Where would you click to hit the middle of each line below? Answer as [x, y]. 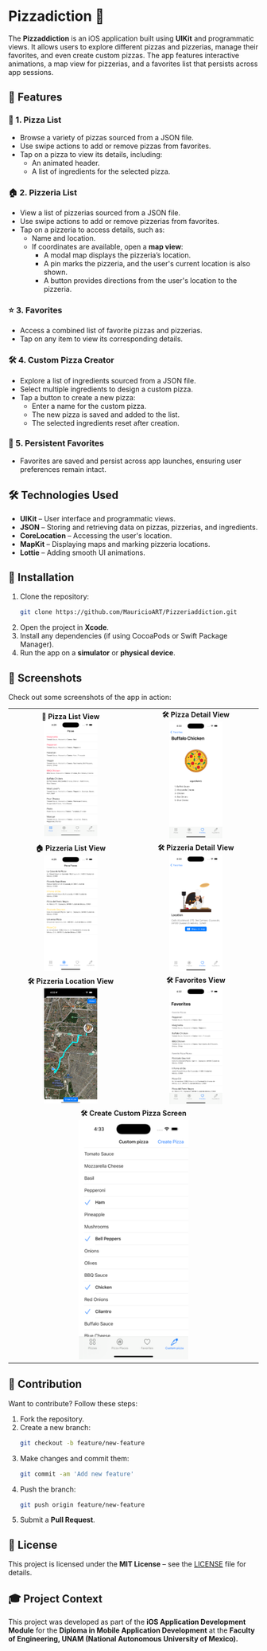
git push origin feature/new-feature [82, 1505]
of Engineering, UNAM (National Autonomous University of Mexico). [123, 1639]
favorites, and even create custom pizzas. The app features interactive [124, 55]
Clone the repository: [54, 596]
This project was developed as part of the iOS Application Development [127, 1622]
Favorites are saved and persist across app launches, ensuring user [131, 461]
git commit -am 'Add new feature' [77, 1474]
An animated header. [66, 163]
